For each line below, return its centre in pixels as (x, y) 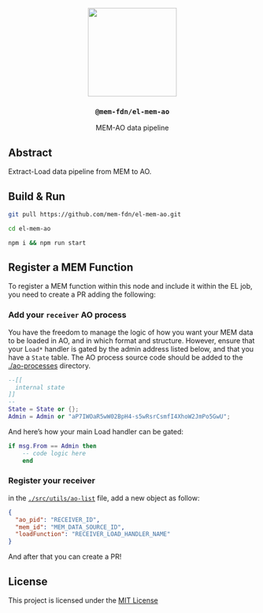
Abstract (30, 152)
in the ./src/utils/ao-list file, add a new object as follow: (104, 498)
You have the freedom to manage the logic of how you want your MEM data (131, 332)
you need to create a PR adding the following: (82, 294)
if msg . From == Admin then (52, 446)
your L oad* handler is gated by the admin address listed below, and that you (131, 349)
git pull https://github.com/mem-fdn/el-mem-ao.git (94, 214)
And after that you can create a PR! (65, 557)
